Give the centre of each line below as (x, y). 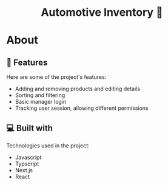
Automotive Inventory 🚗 (102, 12)
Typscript (27, 164)
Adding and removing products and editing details (78, 89)
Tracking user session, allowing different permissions (82, 108)
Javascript (28, 157)
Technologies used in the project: (48, 146)
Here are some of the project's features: (56, 77)
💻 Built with (30, 128)
